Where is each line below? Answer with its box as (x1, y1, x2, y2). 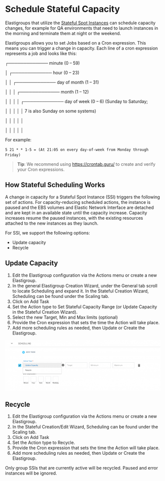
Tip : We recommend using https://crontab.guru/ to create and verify (17, 161, 156, 167)
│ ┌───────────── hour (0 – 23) (5, 69, 80, 75)
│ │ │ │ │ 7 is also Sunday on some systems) (5, 108, 97, 114)
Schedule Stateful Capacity (5, 3, 120, 15)
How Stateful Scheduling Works (5, 181, 105, 189)
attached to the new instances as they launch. (5, 220, 99, 226)
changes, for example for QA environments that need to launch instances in (5, 25, 159, 31)
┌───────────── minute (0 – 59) (5, 60, 80, 66)
